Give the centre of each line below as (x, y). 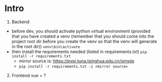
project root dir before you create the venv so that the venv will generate (84, 41)
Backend (20, 22)
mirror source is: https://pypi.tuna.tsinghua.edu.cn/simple (77, 61)
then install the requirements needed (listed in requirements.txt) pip (79, 52)
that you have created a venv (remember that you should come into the (83, 36)
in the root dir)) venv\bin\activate (46, 46)
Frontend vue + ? (29, 75)
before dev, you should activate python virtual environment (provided (81, 31)
